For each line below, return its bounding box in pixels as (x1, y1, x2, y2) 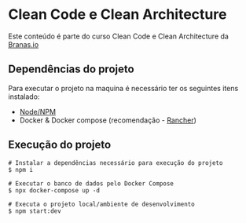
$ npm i (8, 166, 34, 174)
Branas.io (8, 39, 39, 49)
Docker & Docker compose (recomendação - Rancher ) (19, 115, 196, 125)
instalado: (8, 92, 40, 101)
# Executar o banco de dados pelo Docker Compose (8, 179, 174, 188)
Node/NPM (19, 107, 57, 116)
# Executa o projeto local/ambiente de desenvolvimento (8, 200, 195, 208)
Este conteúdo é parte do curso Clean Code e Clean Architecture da (8, 31, 229, 41)
